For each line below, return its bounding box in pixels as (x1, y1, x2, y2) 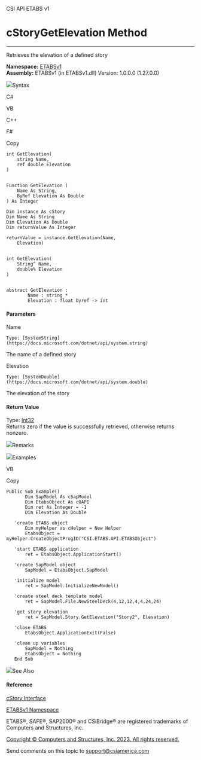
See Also (12, 667, 35, 674)
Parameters (6, 310, 36, 318)
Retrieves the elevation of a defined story (6, 51, 108, 59)
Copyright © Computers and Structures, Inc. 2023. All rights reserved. (6, 735, 179, 743)
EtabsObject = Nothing (25, 651, 82, 657)
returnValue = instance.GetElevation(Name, (6, 234, 117, 241)
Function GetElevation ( (6, 182, 68, 188)
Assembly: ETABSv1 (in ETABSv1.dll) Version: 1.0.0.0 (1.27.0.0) (6, 69, 160, 77)
